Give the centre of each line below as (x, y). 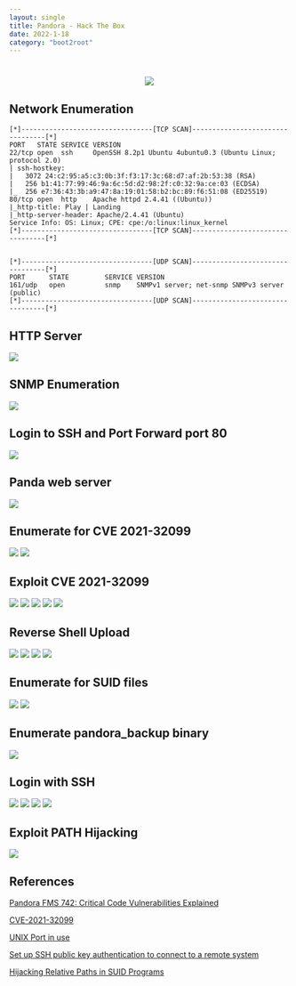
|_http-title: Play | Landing (65, 207)
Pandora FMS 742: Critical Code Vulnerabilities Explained (114, 903)
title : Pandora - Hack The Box (67, 26)
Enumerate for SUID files (79, 683)
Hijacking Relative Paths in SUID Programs (87, 972)
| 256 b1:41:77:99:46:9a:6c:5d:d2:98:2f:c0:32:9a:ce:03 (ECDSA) (135, 184)
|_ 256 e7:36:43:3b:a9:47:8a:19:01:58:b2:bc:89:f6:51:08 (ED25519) (139, 192)
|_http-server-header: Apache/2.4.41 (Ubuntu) (97, 215)
